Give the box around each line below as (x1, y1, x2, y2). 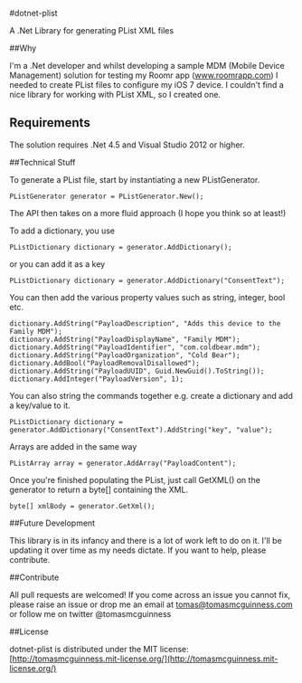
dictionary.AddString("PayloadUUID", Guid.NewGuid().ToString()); (9, 366, 265, 375)
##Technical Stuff (9, 157, 76, 167)
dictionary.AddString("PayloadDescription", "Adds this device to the (9, 318, 281, 328)
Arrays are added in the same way (9, 441, 137, 451)
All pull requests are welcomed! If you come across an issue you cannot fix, (9, 589, 291, 600)
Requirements (9, 115, 90, 130)
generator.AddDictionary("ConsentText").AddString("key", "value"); (9, 425, 273, 434)
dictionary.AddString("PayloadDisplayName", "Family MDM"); (9, 335, 241, 344)
